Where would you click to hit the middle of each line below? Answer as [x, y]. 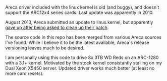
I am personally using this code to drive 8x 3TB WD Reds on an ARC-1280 [82, 57]
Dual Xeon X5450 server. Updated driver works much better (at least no [80, 68]
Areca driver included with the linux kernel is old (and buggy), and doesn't [82, 7]
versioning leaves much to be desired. [45, 48]
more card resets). [24, 73]
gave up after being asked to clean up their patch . [57, 27]
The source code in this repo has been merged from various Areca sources [83, 37]
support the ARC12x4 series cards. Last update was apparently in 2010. [79, 12]
